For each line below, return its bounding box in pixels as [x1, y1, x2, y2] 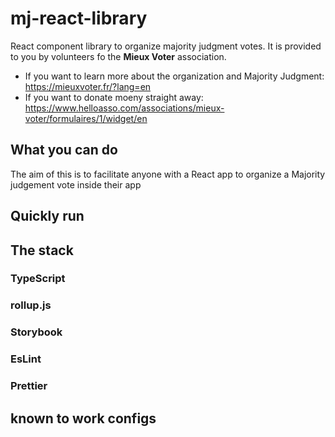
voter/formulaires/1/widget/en [24, 112, 148, 124]
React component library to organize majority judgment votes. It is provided [10, 40, 322, 52]
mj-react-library [10, 7, 148, 30]
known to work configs [10, 410, 157, 427]
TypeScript [10, 272, 66, 286]
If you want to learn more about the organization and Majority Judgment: [24, 70, 325, 82]
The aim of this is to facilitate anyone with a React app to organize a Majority [10, 168, 326, 180]
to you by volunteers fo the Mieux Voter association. [10, 50, 227, 62]
